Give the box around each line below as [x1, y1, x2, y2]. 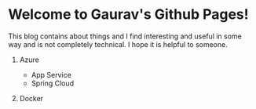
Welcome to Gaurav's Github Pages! [8, 5, 249, 24]
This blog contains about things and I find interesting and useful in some [8, 31, 242, 41]
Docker [19, 93, 44, 103]
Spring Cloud [31, 78, 75, 88]
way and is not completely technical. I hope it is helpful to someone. [8, 39, 228, 49]
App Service [31, 70, 72, 79]
